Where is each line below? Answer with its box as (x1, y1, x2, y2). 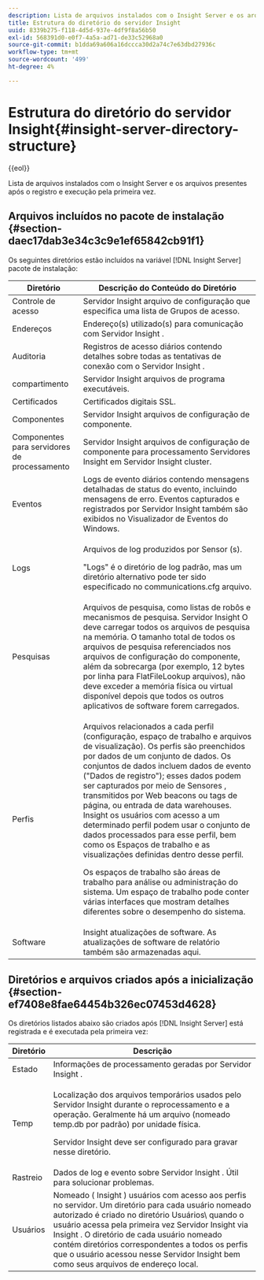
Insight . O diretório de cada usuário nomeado (53, 1230, 222, 1241)
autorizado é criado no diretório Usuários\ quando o (53, 1210, 244, 1221)
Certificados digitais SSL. (82, 395, 177, 406)
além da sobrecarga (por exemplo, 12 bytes (82, 661, 245, 672)
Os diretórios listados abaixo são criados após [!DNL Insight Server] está (8, 1018, 244, 1028)
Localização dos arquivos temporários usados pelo (53, 1089, 242, 1100)
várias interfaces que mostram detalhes (82, 896, 230, 907)
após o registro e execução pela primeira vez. (8, 187, 156, 196)
